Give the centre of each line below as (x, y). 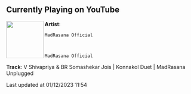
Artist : (53, 24)
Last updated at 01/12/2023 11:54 (47, 84)
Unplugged (20, 73)
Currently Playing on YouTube (63, 10)
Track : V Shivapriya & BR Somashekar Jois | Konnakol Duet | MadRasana (96, 67)
